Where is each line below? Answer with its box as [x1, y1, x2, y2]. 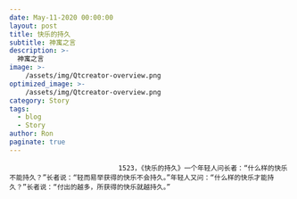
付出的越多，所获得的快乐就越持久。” [56, 182, 171, 192]
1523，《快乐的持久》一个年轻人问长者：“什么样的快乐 [118, 163, 288, 172]
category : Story [9, 95, 70, 105]
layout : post [9, 21, 58, 30]
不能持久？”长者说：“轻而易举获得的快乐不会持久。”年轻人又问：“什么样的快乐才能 [9, 173, 268, 182]
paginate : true [9, 137, 66, 146]
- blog [17, 112, 42, 121]
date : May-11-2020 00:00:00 [9, 12, 114, 22]
